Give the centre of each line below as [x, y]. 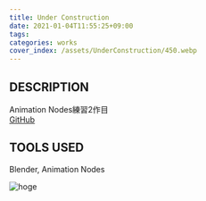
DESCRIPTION [49, 87]
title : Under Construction [59, 17]
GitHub [22, 119]
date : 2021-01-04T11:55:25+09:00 [71, 26]
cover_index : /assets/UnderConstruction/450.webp [103, 51]
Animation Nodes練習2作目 [59, 109]
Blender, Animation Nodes [57, 169]
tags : [19, 34]
